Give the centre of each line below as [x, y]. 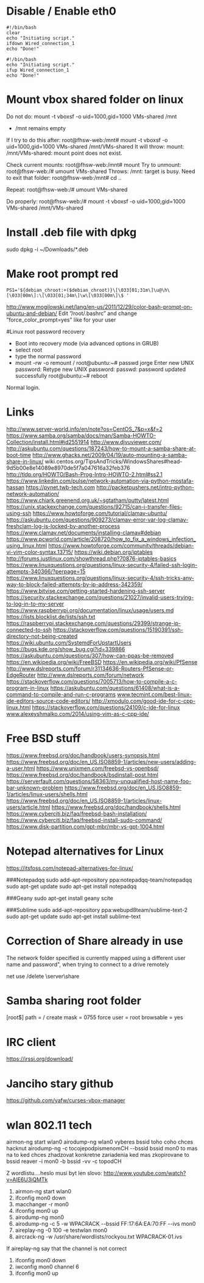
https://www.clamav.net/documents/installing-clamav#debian [84, 532]
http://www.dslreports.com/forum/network [91, 675]
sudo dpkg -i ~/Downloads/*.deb [47, 249]
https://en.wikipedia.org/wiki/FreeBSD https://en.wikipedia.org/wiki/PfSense [102, 662]
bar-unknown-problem [35, 788]
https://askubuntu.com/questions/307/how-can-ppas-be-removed [90, 656]
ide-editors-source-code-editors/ [48, 701]
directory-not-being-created [42, 636]
